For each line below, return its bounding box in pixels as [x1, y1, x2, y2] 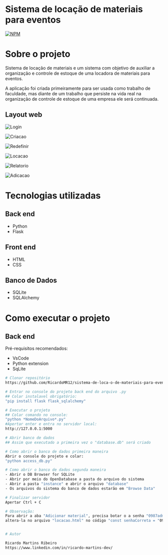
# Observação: [5, 509, 35, 514]
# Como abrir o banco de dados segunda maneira [5, 467, 106, 472]
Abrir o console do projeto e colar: [5, 454, 84, 459]
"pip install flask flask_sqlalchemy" [5, 399, 86, 404]
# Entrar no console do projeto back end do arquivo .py [5, 390, 126, 395]
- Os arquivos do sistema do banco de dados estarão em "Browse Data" [5, 486, 155, 491]
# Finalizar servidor [5, 495, 50, 500]
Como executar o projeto [5, 312, 110, 324]
